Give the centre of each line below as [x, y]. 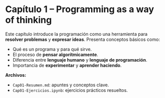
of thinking [29, 20]
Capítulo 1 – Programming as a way [80, 9]
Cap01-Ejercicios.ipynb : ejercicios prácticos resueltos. [70, 90]
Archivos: [16, 75]
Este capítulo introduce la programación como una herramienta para [76, 34]
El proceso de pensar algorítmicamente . [55, 55]
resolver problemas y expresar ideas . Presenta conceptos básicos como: [83, 39]
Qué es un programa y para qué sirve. [52, 49]
